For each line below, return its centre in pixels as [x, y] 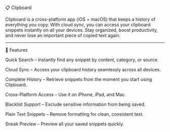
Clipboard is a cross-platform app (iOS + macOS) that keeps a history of [80, 19]
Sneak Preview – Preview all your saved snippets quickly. [65, 124]
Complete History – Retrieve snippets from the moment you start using [79, 79]
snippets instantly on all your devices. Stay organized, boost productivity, [82, 30]
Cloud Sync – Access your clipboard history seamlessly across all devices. [83, 70]
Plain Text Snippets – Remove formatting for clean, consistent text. [75, 114]
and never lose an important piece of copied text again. [63, 35]
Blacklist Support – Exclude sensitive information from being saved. [75, 104]
